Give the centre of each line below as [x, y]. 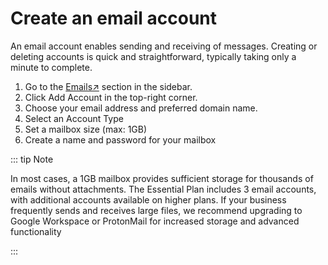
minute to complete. [51, 67]
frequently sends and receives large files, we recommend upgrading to [156, 210]
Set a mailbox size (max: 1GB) [86, 129]
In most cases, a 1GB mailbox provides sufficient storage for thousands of [162, 178]
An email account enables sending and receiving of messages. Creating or [164, 46]
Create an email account [114, 18]
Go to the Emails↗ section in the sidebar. [108, 86]
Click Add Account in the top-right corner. [111, 97]
